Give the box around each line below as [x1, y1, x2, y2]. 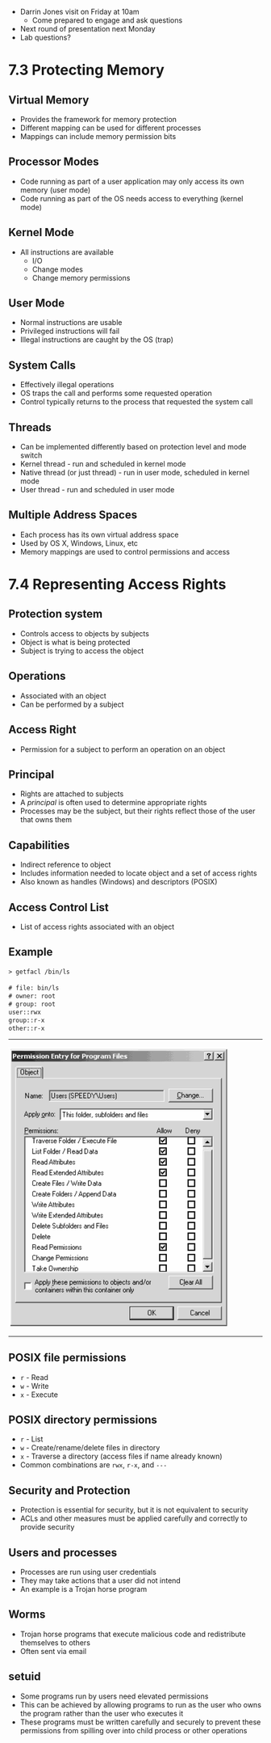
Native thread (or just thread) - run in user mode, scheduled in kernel [19, 468, 250, 478]
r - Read [19, 1372, 48, 1382]
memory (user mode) [19, 185, 91, 195]
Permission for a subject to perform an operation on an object [19, 744, 226, 754]
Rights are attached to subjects [19, 789, 124, 799]
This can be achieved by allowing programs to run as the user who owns [19, 1699, 262, 1709]
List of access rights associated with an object [19, 922, 175, 931]
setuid [8, 1669, 41, 1684]
